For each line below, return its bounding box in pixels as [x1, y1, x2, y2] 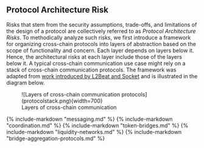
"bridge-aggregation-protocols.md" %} [6, 135, 105, 142]
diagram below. [6, 79, 45, 86]
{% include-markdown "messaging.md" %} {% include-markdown [6, 115, 173, 123]
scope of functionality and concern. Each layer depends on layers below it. [6, 47, 194, 54]
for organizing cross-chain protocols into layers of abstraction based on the [6, 40, 196, 47]
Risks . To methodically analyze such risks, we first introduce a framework [6, 33, 191, 41]
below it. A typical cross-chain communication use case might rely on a [6, 59, 186, 67]
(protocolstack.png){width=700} [21, 97, 103, 104]
